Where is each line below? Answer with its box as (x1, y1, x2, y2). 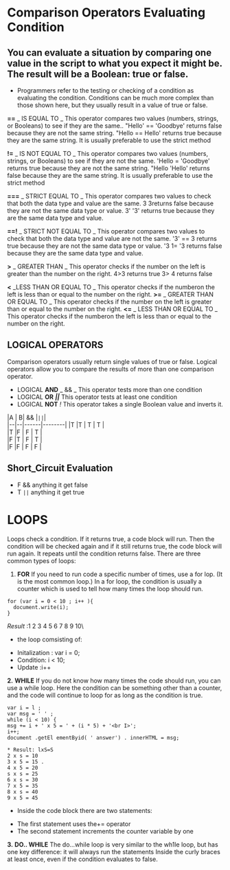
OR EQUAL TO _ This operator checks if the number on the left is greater (7, 297, 212, 306)
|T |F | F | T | (7, 428, 43, 436)
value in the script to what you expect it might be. (7, 57, 222, 69)
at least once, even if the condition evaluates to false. (7, 855, 158, 863)
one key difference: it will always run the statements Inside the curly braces (7, 847, 221, 856)
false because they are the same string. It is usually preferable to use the (7, 172, 214, 179)
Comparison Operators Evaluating (7, 5, 206, 21)
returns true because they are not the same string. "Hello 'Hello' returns (7, 164, 211, 172)
